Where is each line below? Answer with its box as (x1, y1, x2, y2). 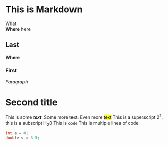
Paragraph (5, 79, 28, 85)
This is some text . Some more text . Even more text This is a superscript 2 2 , (5, 113, 163, 120)
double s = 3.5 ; (5, 135, 40, 141)
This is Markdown (5, 4, 83, 15)
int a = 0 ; (5, 131, 29, 136)
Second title (5, 96, 58, 108)
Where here (5, 26, 31, 32)
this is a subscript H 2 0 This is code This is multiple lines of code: (5, 119, 140, 127)
